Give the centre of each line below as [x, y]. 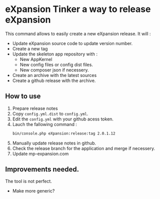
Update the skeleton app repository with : [55, 54]
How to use [23, 96]
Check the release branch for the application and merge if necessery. [84, 148]
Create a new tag [30, 48]
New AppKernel [36, 59]
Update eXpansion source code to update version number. [73, 43]
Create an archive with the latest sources [55, 75]
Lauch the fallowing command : [45, 124]
